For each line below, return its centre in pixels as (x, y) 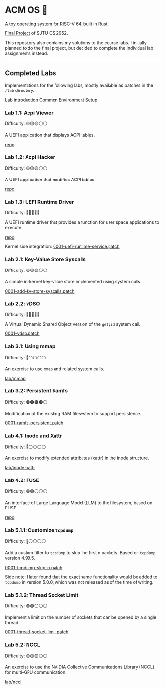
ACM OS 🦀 (27, 10)
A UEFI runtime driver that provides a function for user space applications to (82, 222)
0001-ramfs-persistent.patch (34, 423)
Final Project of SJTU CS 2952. (37, 33)
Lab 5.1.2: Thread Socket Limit (42, 595)
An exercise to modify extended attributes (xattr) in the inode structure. (77, 458)
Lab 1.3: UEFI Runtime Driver (40, 202)
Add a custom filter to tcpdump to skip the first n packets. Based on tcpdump (80, 552)
